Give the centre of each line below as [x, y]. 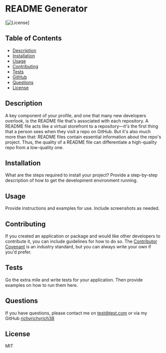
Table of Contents [34, 38]
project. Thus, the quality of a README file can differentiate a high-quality [81, 142]
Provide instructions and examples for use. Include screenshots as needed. [83, 208]
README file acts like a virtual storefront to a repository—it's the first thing [82, 126]
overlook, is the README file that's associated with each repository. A [77, 121]
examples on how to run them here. [42, 285]
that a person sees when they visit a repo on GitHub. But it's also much [78, 131]
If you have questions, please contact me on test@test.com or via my [76, 313]
